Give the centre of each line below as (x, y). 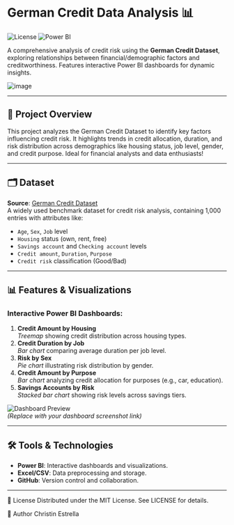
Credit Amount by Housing (56, 329)
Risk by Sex (34, 358)
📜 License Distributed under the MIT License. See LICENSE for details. (108, 501)
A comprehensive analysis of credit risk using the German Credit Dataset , (114, 50)
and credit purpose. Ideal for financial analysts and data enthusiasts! (106, 153)
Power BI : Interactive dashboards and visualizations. (93, 466)
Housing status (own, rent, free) (62, 238)
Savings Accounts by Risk (56, 388)
